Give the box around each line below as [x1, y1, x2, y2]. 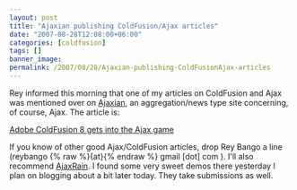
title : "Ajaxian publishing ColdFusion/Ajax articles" [9, 22, 219, 30]
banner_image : [9, 55, 63, 64]
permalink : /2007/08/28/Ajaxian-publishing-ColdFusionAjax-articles [9, 64, 271, 73]
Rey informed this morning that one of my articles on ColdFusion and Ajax [9, 87, 283, 99]
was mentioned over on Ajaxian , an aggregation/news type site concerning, [9, 97, 289, 108]
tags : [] [9, 47, 42, 56]
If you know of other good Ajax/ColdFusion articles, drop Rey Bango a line [9, 141, 283, 152]
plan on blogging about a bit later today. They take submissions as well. [9, 169, 274, 180]
